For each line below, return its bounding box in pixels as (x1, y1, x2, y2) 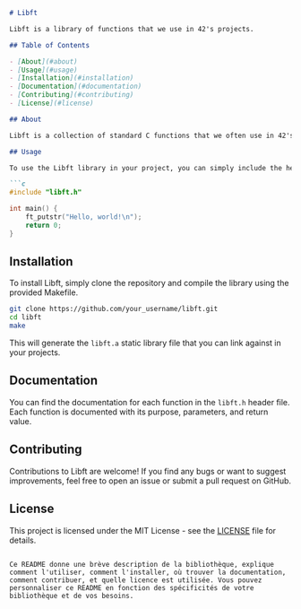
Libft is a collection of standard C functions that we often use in (9, 131, 275, 140)
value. (9, 415, 32, 426)
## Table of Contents (9, 40, 90, 49)
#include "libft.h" (9, 188, 82, 197)
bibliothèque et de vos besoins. (9, 591, 134, 600)
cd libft (9, 313, 42, 322)
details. (9, 535, 37, 545)
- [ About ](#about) (9, 57, 78, 66)
